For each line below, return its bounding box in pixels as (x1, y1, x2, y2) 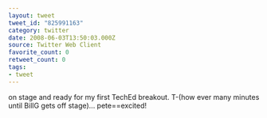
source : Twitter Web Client (8, 41, 102, 49)
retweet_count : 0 (8, 56, 66, 64)
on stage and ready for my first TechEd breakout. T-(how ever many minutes (8, 92, 260, 101)
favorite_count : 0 (8, 48, 69, 56)
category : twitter (8, 26, 69, 34)
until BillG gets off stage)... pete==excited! (8, 101, 147, 110)
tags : (8, 63, 26, 71)
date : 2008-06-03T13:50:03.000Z (8, 33, 116, 42)
